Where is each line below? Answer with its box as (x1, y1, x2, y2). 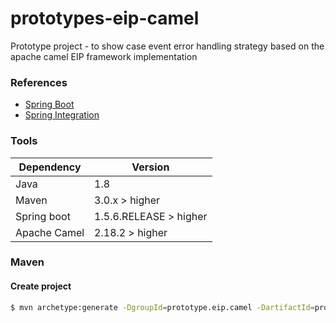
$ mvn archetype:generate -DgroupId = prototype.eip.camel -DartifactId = (10, 302, 315, 312)
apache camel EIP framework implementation (10, 50, 198, 62)
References (10, 75, 68, 89)
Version (131, 160, 170, 174)
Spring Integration (24, 109, 100, 121)
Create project (10, 280, 72, 292)
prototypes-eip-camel (10, 7, 200, 30)
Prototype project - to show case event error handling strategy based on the (10, 40, 325, 52)
